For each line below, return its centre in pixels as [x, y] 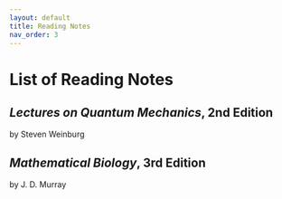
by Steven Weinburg [47, 134]
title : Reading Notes [50, 26]
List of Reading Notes [92, 79]
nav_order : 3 [34, 34]
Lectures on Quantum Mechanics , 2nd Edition [141, 113]
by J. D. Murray [38, 185]
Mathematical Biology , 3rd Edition [108, 162]
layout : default [40, 18]
